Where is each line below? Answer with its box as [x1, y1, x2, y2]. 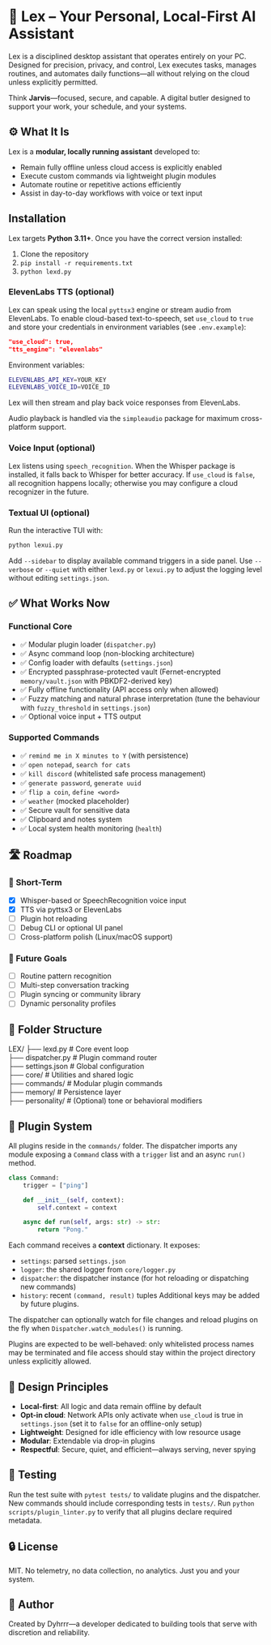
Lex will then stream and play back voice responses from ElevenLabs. [8, 397, 241, 408]
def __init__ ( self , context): [23, 1196, 125, 1204]
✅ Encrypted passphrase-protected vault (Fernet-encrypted [19, 667, 221, 676]
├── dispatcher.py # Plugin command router [8, 1053, 158, 1063]
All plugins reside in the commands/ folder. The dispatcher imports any [8, 1140, 238, 1150]
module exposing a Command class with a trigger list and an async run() [8, 1149, 246, 1159]
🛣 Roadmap [8, 848, 73, 862]
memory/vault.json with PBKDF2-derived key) [19, 676, 172, 685]
